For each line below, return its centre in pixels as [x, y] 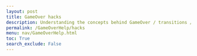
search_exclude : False [34, 44]
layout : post [22, 11]
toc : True [18, 38]
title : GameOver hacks [34, 17]
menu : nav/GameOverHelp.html [42, 33]
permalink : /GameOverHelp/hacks [45, 28]
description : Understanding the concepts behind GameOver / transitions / [99, 22]
